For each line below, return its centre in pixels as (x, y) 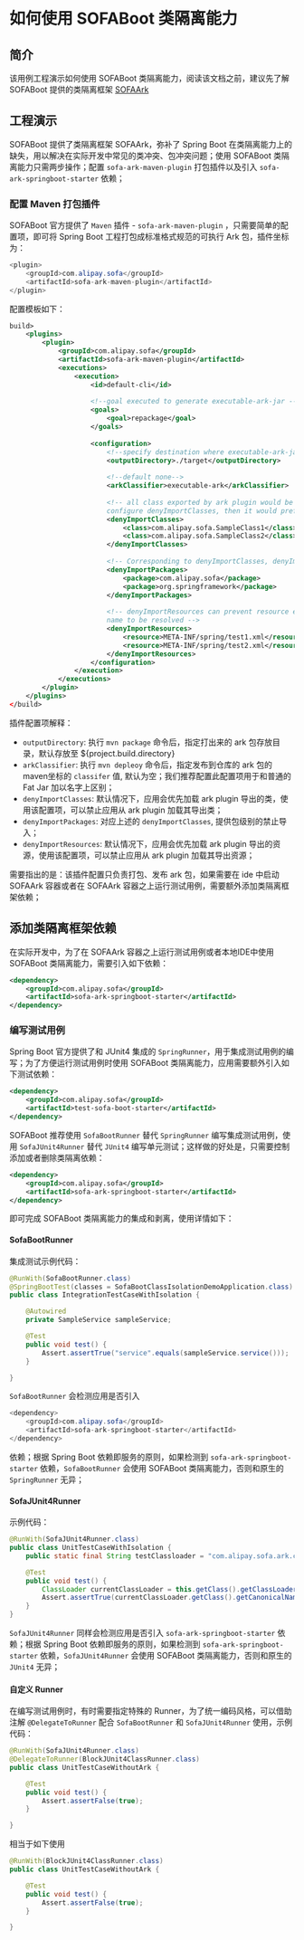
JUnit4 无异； (35, 1667)
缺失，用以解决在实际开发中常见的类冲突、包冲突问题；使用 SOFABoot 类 (146, 156)
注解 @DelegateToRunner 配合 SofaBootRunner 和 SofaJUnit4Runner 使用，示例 (151, 1722)
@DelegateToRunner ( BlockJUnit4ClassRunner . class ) (105, 1759)
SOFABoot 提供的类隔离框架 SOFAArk (79, 90)
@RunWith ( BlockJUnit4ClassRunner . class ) (87, 1861)
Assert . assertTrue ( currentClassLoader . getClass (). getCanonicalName (171, 1598)
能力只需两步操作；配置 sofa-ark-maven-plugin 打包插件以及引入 (137, 166)
